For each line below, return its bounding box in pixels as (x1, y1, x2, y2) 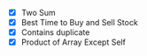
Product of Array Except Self (20, 37, 126, 47)
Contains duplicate (20, 27, 90, 38)
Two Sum (20, 8, 57, 17)
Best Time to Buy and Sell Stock (20, 17, 138, 28)
